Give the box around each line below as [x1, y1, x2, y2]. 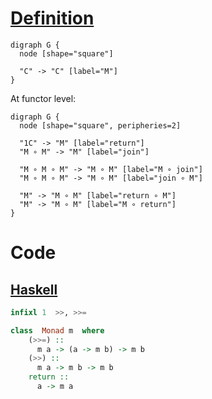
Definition [10, 7, 95, 30]
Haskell [10, 281, 58, 298]
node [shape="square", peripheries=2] [19, 120, 182, 131]
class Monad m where [10, 325, 105, 336]
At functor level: [10, 92, 77, 104]
